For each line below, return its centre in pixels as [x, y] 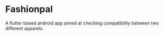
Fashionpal [29, 9]
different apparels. [25, 28]
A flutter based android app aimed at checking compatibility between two [82, 23]
